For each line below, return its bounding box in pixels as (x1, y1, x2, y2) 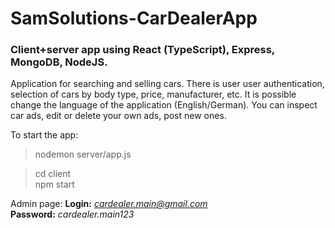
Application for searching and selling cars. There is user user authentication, (10, 78, 325, 90)
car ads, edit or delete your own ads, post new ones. (10, 110, 227, 122)
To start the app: (10, 129, 79, 141)
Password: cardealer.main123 (10, 208, 135, 221)
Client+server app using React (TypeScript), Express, (10, 43, 275, 57)
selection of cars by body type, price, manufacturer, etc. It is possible (10, 88, 297, 101)
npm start (34, 178, 75, 191)
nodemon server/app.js (34, 148, 132, 161)
